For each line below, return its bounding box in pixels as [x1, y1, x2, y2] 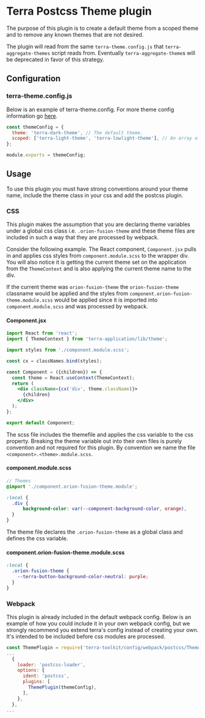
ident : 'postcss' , [22, 673, 70, 679]
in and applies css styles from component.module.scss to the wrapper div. [6, 252, 189, 259]
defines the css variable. [6, 535, 68, 542]
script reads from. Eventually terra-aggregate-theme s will [51, 49, 195, 56]
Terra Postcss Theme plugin [6, 4, 152, 18]
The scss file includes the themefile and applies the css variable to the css [6, 430, 193, 438]
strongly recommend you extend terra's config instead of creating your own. [6, 626, 199, 633]
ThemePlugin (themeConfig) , [28, 684, 97, 691]
